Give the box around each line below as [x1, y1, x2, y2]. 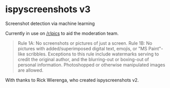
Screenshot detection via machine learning [5, 20, 95, 26]
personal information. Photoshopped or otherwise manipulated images [17, 62, 165, 68]
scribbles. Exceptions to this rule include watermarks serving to [26, 51, 159, 57]
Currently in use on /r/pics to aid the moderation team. [5, 30, 119, 36]
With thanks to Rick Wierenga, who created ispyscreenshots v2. [5, 77, 139, 83]
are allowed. [17, 67, 44, 73]
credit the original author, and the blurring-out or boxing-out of [17, 56, 149, 62]
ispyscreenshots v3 [5, 4, 91, 15]
